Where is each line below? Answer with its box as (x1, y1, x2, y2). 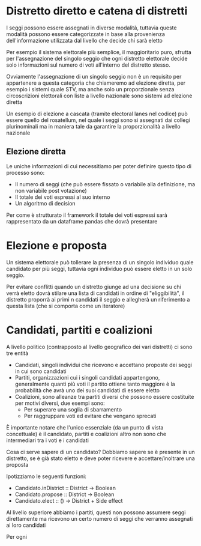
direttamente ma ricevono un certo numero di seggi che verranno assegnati (6, 515, 193, 522)
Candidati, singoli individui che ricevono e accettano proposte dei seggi (14, 361, 192, 368)
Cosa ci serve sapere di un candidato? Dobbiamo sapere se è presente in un (6, 448, 195, 455)
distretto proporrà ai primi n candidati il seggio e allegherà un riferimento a (6, 296, 190, 303)
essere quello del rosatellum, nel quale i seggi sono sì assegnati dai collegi (6, 116, 190, 124)
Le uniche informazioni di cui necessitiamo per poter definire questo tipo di (6, 162, 192, 169)
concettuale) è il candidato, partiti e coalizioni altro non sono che (6, 430, 167, 437)
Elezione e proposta (6, 238, 107, 252)
